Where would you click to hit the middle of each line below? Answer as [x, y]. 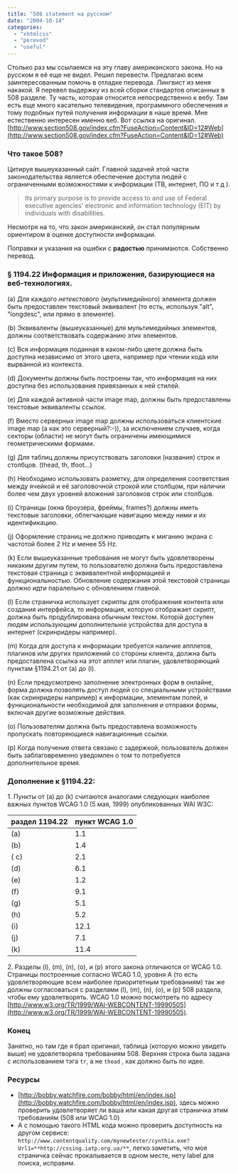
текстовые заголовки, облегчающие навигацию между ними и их [107, 515]
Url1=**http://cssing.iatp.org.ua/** [74, 1149]
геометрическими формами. [51, 443]
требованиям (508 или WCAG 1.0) [69, 1118]
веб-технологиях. [40, 283]
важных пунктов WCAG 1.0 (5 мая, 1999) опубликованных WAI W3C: [110, 804]
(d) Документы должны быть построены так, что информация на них [112, 378]
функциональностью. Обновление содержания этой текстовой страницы [119, 580]
